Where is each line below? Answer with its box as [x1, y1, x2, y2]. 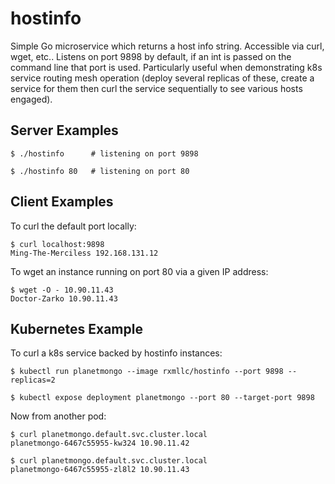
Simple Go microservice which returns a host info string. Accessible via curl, [10, 40, 325, 52]
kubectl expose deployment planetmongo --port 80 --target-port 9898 [19, 393, 315, 403]
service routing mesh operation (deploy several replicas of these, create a [10, 72, 315, 84]
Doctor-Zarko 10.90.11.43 [10, 293, 118, 304]
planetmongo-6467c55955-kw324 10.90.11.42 [10, 438, 190, 449]
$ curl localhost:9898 [10, 239, 105, 249]
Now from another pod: [10, 410, 107, 422]
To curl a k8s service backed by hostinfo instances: [10, 347, 223, 359]
